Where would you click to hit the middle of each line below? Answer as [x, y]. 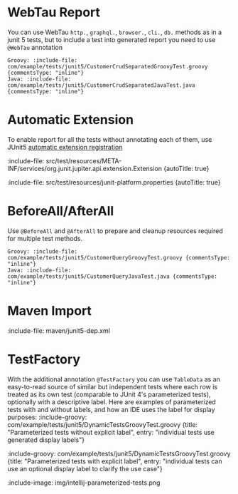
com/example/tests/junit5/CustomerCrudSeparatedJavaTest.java [101, 85]
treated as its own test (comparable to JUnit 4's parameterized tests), [109, 394]
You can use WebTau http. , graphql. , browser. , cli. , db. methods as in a [115, 32]
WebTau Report [54, 12]
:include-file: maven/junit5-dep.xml [59, 330]
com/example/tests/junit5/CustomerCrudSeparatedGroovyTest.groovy [108, 66]
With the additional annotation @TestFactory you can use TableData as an [114, 379]
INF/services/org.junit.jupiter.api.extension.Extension [85, 168]
